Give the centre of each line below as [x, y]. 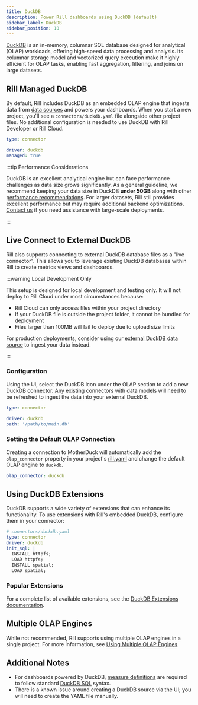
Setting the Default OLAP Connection [61, 439]
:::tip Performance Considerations [47, 167]
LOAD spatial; [29, 570]
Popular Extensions [35, 586]
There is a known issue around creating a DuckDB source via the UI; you [103, 690]
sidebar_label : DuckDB [34, 23]
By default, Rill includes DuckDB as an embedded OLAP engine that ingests [98, 103]
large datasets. [24, 70]
